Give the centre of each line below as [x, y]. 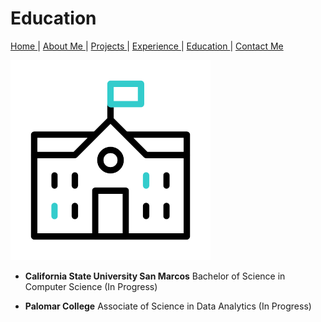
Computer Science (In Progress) [91, 286]
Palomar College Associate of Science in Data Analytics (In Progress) [168, 306]
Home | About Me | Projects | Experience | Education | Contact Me [147, 46]
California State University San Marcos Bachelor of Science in [155, 276]
